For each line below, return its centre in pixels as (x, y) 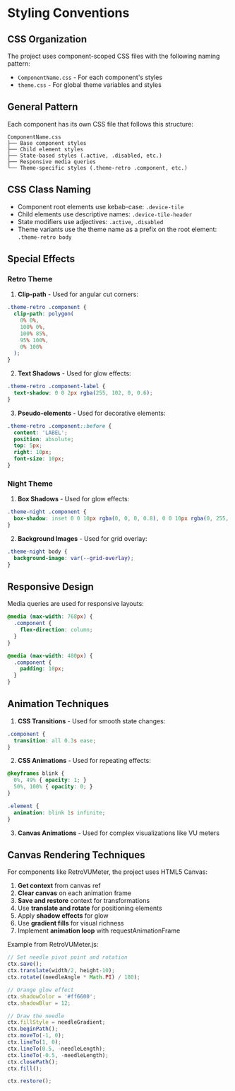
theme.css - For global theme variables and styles (90, 85)
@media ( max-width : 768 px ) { (50, 617)
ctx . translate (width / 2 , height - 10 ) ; (61, 971)
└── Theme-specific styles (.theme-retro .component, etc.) (98, 168)
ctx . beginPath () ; (33, 1029)
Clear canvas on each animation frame (74, 893)
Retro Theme (30, 279)
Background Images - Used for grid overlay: (82, 538)
